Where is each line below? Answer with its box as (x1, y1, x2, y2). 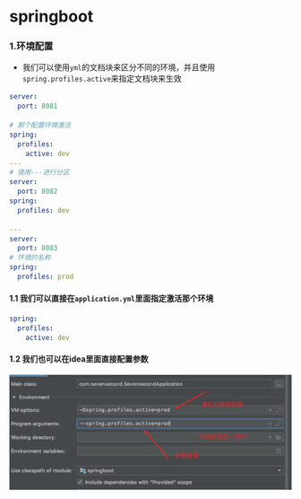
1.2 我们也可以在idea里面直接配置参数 (9, 354, 150, 364)
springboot (9, 6, 94, 27)
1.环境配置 (9, 40, 54, 53)
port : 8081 (17, 101, 58, 111)
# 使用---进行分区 (9, 168, 70, 177)
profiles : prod (17, 272, 74, 282)
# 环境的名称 (9, 253, 51, 262)
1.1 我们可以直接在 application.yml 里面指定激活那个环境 (9, 293, 214, 303)
